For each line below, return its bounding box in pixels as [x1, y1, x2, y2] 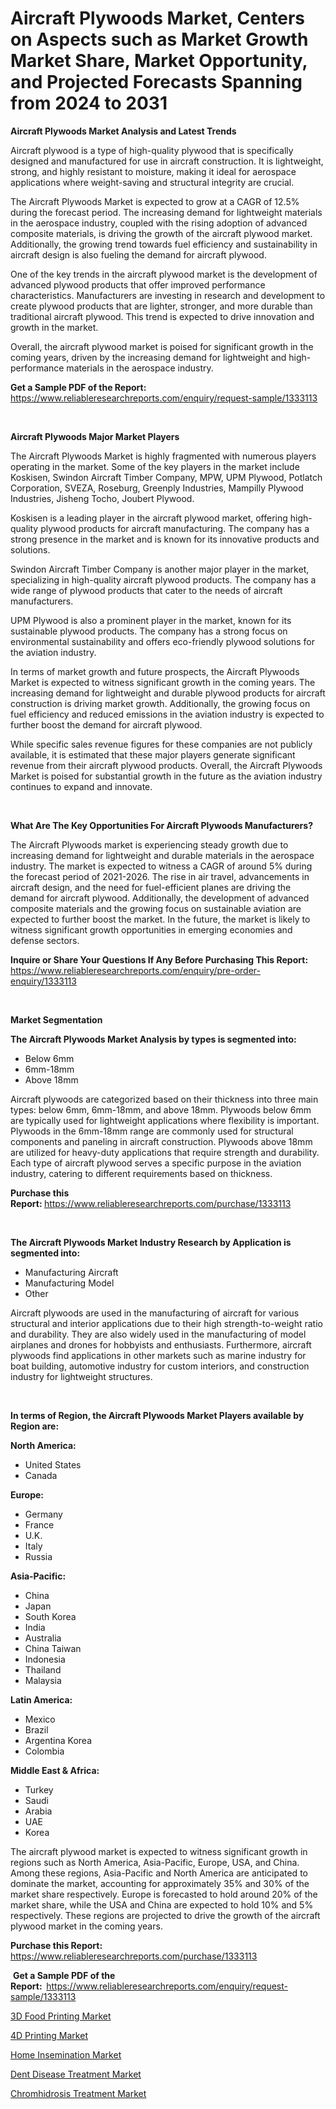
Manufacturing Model [24, 1277, 115, 1289]
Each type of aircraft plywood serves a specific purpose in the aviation [10, 1157, 302, 1169]
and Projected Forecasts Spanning [10, 71, 303, 94]
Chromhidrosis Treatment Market [10, 2087, 147, 2099]
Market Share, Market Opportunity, [10, 50, 308, 72]
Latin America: [10, 1693, 73, 1706]
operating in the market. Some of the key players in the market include [10, 460, 300, 472]
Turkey [24, 1783, 54, 1796]
